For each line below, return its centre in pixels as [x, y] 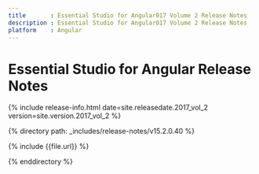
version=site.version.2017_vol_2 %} [65, 116]
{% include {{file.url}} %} [49, 146]
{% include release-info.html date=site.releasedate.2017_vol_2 [108, 108]
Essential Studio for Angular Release [129, 69]
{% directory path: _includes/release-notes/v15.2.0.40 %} [101, 131]
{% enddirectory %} [40, 161]
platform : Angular [45, 30]
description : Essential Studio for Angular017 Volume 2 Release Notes [128, 23]
